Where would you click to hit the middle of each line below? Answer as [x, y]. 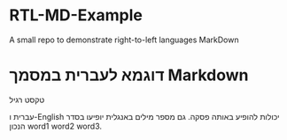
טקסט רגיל [27, 99]
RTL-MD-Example [76, 15]
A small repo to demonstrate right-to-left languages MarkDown [124, 40]
